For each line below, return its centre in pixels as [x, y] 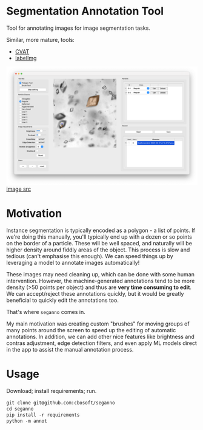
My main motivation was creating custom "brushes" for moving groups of [98, 324]
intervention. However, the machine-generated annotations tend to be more [101, 281]
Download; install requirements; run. [52, 391]
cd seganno [20, 409]
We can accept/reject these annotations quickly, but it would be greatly [95, 293]
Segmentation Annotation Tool [85, 11]
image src [19, 189]
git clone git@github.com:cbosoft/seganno [61, 403]
